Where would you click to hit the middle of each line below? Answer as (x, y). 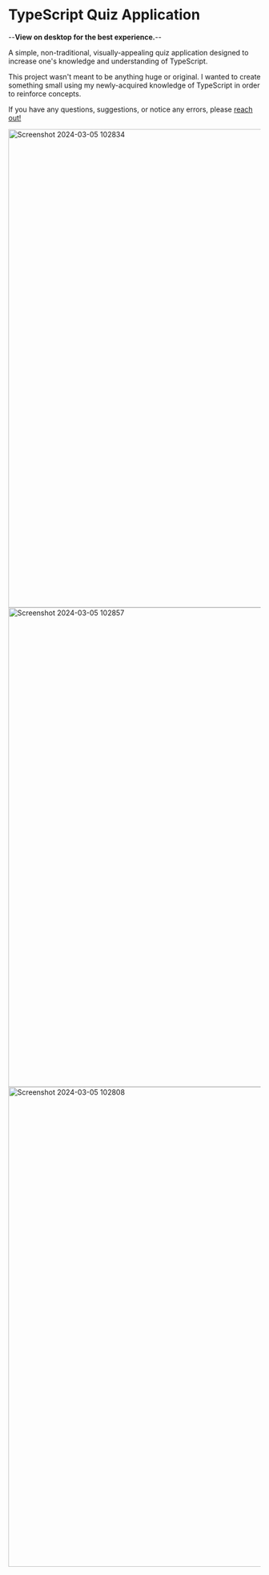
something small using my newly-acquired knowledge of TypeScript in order (134, 85)
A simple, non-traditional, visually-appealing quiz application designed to (128, 52)
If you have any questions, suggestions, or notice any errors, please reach (131, 109)
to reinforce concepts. (45, 93)
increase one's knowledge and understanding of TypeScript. (108, 61)
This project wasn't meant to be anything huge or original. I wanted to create (134, 76)
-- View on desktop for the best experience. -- (85, 37)
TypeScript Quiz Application (104, 15)
